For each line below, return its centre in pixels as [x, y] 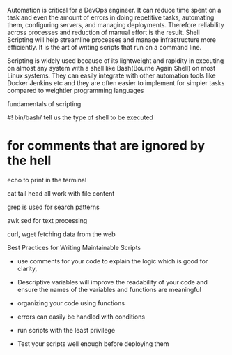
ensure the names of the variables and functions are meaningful [109, 289]
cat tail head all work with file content [61, 193]
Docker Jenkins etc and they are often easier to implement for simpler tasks [116, 83]
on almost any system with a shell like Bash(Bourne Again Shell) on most [111, 68]
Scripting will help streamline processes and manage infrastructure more [111, 40]
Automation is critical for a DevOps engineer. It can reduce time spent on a [114, 10]
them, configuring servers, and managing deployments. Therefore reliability [116, 25]
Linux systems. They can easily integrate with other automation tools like [111, 75]
